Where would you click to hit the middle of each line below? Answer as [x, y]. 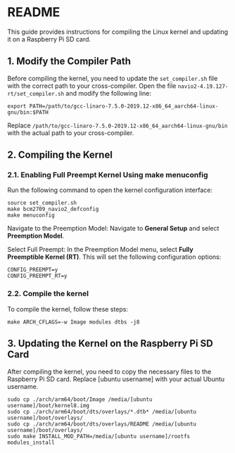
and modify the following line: [108, 93]
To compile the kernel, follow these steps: [68, 309]
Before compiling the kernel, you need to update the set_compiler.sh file [113, 78]
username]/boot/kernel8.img [49, 405]
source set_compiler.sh [42, 203]
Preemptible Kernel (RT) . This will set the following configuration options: [114, 257]
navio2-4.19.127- [203, 86]
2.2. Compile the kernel [48, 294]
